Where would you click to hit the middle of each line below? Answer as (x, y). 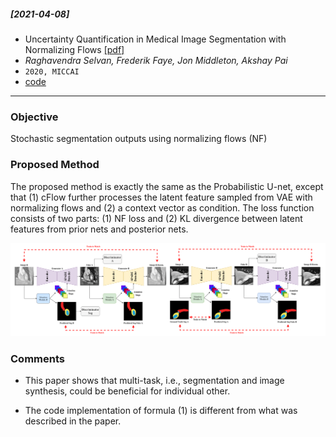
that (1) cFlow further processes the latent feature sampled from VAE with (161, 197)
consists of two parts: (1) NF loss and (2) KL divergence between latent (156, 218)
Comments (37, 358)
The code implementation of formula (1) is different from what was (161, 410)
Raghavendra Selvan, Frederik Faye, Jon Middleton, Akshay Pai (156, 60)
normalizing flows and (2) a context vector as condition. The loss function (162, 207)
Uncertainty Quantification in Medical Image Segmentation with (155, 39)
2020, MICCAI (52, 71)
